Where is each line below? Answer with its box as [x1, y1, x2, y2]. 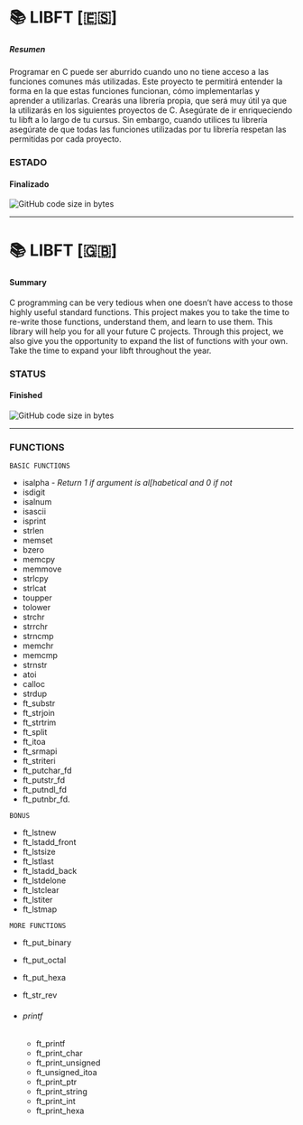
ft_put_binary [22, 937, 72, 948]
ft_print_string [35, 1086, 87, 1097]
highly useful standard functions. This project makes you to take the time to [9, 306, 290, 317]
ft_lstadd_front [22, 837, 77, 848]
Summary [9, 277, 47, 288]
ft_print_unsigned [35, 1057, 101, 1068]
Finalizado [9, 178, 50, 190]
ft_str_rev [22, 990, 58, 1000]
